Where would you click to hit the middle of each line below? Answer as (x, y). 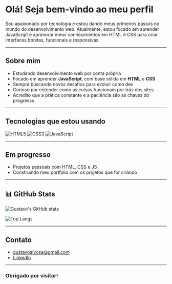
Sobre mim (23, 61)
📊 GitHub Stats (30, 194)
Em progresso (28, 155)
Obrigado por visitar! (32, 275)
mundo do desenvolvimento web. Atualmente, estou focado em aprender (82, 29)
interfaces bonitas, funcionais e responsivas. (52, 40)
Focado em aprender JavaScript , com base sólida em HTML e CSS (84, 78)
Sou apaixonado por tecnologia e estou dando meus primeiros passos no (82, 24)
